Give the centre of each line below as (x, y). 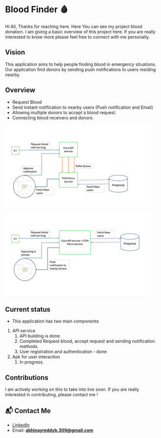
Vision (15, 52)
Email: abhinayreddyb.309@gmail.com (53, 430)
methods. (29, 347)
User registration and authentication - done (63, 351)
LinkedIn (21, 425)
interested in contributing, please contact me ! (51, 395)
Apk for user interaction (36, 357)
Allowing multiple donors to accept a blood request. (64, 112)
